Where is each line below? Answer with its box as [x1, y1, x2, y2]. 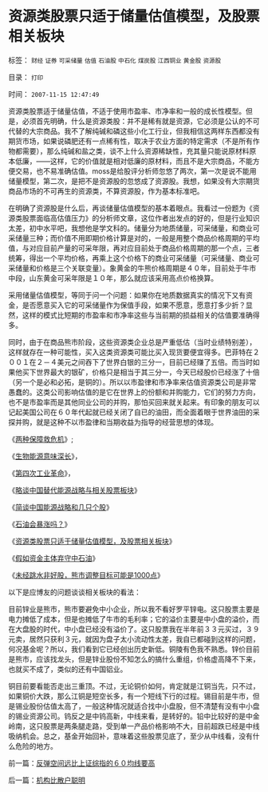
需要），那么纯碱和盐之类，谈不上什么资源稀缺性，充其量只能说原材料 [22, 146, 250, 156]
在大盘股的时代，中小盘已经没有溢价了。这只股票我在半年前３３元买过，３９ [8, 624, 260, 634]
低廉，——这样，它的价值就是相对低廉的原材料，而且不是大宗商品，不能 [14, 156, 253, 166]
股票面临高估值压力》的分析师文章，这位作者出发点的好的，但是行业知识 [22, 213, 260, 222]
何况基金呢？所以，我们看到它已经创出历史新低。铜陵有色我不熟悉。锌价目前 [8, 644, 260, 654]
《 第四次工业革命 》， [8, 468, 75, 478]
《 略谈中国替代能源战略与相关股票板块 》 [8, 485, 141, 494]
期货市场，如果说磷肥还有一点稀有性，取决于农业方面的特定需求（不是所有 [8, 136, 253, 146]
